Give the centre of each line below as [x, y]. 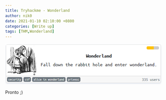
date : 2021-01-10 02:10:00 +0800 [40, 21]
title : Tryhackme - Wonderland [38, 10]
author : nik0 [19, 16]
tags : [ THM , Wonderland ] [30, 32]
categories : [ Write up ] [30, 26]
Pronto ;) [14, 92]
